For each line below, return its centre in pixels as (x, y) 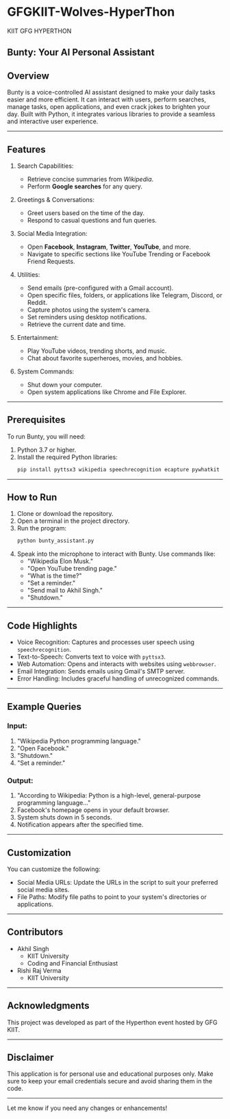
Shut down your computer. (65, 384)
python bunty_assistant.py (55, 541)
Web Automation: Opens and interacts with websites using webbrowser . (116, 664)
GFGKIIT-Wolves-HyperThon (91, 12)
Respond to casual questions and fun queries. (92, 220)
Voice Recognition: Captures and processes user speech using (106, 642)
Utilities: (28, 274)
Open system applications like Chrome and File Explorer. (107, 392)
